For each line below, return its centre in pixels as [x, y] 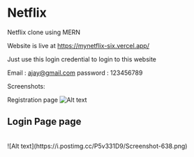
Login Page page [44, 122]
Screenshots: [26, 86]
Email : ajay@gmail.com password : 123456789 [75, 73]
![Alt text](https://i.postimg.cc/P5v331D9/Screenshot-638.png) [97, 146]
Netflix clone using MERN [44, 32]
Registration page [32, 100]
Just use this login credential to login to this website [82, 59]
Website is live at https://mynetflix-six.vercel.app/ [79, 45]
